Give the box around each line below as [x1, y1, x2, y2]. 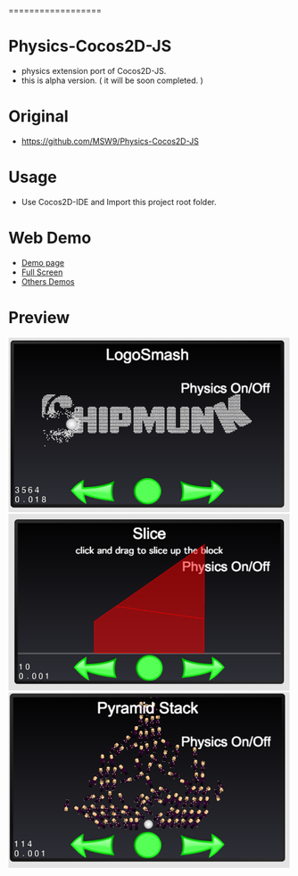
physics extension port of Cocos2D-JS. [21, 65, 167, 76]
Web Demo [8, 228, 92, 248]
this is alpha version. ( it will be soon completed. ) [21, 75, 204, 86]
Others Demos [21, 276, 75, 286]
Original [8, 106, 69, 127]
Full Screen [21, 267, 63, 277]
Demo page [21, 257, 64, 268]
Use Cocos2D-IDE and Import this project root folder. [21, 196, 217, 207]
